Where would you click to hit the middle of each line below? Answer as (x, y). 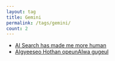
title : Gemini (24, 17)
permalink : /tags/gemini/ (38, 23)
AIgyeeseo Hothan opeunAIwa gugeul (62, 52)
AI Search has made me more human (60, 45)
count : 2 (17, 28)
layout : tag (21, 12)
